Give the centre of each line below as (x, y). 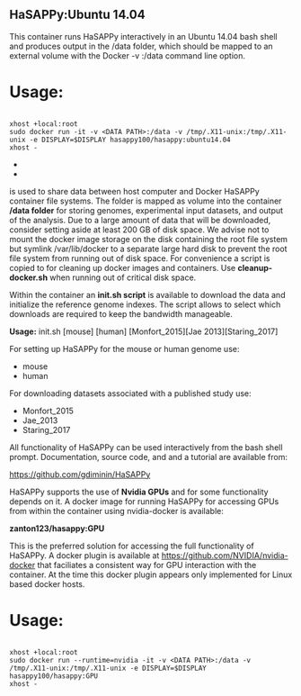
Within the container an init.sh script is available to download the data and (147, 294)
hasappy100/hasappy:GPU (54, 676)
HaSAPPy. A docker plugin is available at (84, 555)
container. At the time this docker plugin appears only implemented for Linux (151, 574)
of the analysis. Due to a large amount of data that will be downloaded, (140, 220)
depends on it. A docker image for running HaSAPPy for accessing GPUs (144, 501)
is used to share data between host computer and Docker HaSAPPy (135, 191)
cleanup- (255, 267)
